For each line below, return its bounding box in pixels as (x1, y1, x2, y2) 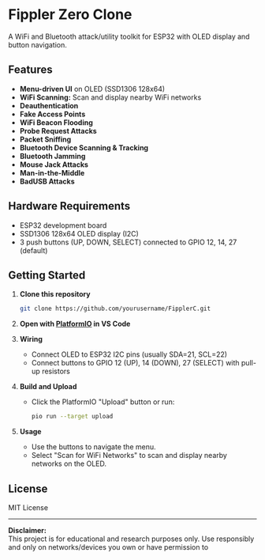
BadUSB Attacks (19, 176, 75, 186)
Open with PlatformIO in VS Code (19, 319, 131, 329)
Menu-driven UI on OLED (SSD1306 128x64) (19, 84, 166, 93)
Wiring (19, 335, 43, 344)
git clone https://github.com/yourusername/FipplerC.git (19, 305, 211, 313)
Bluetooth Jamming (19, 151, 86, 161)
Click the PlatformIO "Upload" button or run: (31, 397, 175, 407)
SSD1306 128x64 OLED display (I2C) (19, 229, 140, 238)
